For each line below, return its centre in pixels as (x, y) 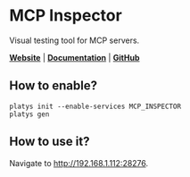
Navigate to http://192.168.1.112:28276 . (79, 163)
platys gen (29, 114)
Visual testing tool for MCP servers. (74, 40)
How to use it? (50, 142)
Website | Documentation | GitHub (74, 57)
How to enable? (54, 86)
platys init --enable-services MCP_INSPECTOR (95, 106)
